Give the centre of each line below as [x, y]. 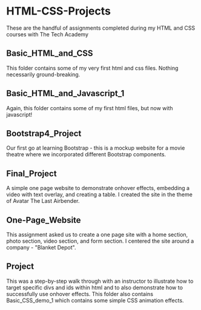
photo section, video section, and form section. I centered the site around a [100, 241]
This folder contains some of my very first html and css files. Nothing [92, 68]
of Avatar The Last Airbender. [43, 201]
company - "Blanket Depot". [41, 247]
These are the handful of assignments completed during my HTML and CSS [101, 28]
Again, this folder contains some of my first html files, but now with [90, 108]
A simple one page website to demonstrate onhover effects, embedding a [98, 188]
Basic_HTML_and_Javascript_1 [65, 94]
